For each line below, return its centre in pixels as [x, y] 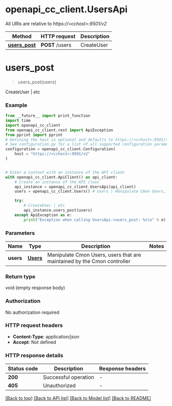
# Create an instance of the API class [57, 182]
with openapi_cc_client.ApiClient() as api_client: [61, 177]
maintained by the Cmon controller [89, 261]
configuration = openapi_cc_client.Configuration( [60, 149]
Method [22, 36]
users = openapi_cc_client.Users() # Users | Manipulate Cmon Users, [90, 191]
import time [18, 121]
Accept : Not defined [34, 342]
